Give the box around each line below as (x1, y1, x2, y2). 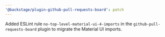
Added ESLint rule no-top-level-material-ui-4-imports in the (5, 21, 132, 27)
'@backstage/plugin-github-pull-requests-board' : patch (5, 7, 124, 12)
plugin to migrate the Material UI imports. (37, 26, 122, 32)
